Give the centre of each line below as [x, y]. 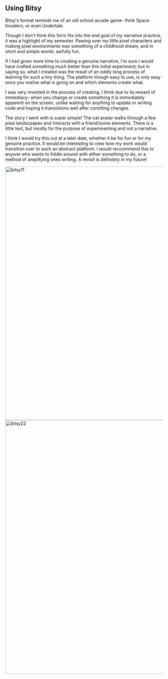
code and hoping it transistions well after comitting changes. [67, 108]
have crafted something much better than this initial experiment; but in [77, 66]
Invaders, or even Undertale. [34, 26]
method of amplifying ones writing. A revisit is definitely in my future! [76, 159]
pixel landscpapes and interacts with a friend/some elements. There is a [79, 123]
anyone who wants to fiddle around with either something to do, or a [75, 154]
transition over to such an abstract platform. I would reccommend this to [79, 149]
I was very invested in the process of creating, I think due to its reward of [80, 92]
